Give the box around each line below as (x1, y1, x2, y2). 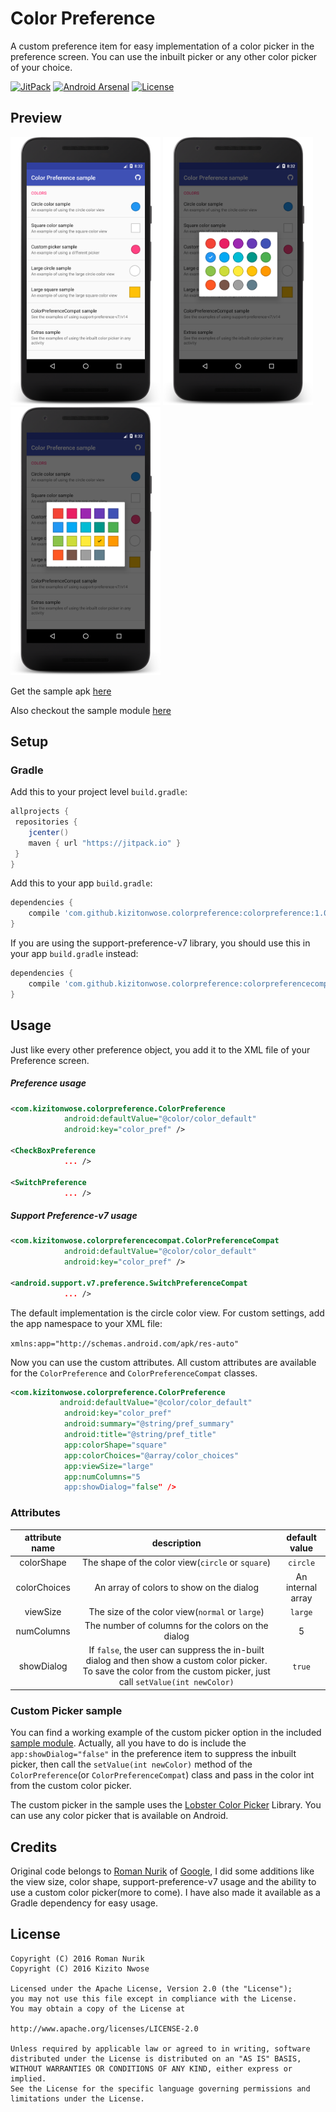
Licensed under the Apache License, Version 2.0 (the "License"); (10, 1983, 293, 1994)
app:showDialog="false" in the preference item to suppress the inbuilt (10, 1748, 297, 1760)
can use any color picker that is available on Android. (10, 1810, 229, 1822)
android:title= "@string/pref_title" (63, 1430, 217, 1440)
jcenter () (28, 827, 70, 837)
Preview (10, 110, 63, 127)
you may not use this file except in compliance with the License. (10, 1993, 298, 2004)
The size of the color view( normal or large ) (88, 1605, 265, 1617)
